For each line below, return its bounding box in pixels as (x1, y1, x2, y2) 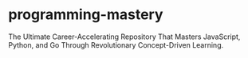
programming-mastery (8, 6, 163, 24)
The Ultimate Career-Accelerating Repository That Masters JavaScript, (8, 32, 241, 41)
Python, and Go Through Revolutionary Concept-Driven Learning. (8, 40, 224, 49)
